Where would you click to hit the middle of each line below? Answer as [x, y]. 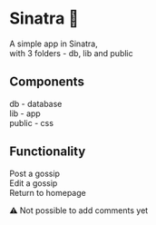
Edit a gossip [34, 183]
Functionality [48, 152]
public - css [32, 122]
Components [47, 82]
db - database [36, 103]
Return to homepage [48, 192]
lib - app [25, 113]
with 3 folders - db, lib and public [71, 53]
